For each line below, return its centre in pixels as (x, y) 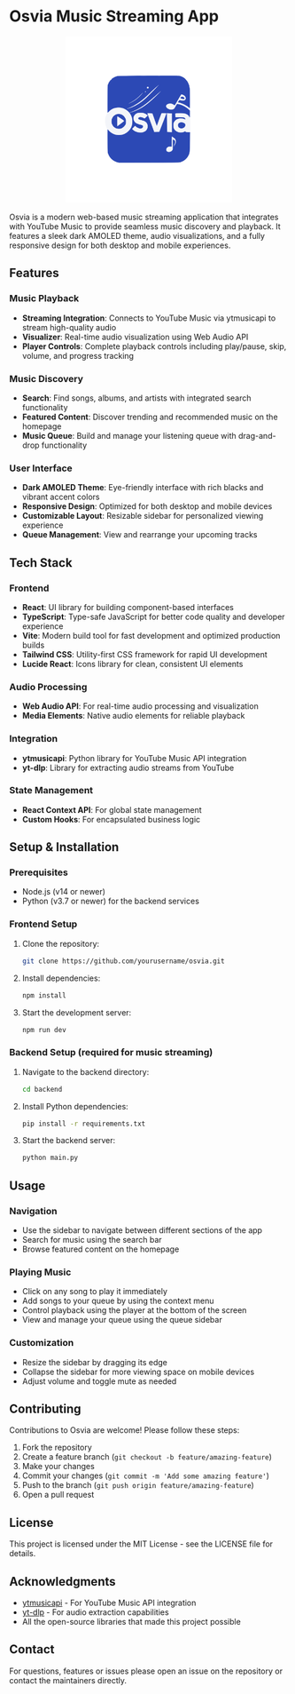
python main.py (50, 1158)
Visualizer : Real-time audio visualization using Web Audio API (135, 337)
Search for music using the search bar (92, 1240)
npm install (44, 995)
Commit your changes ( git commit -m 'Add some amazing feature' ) (146, 1475)
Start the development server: (77, 1012)
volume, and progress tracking (78, 355)
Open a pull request (58, 1495)
